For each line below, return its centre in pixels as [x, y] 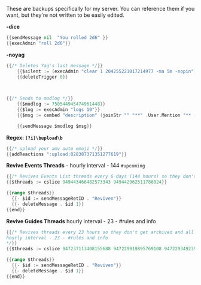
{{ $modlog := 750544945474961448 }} [61, 104]
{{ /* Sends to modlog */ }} [40, 98]
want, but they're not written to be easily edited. [65, 15]
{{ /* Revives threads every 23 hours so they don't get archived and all [100, 232]
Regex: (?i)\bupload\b [34, 137]
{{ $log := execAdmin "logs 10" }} [59, 110]
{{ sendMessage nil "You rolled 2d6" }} [57, 38]
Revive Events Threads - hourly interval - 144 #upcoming [76, 166]
